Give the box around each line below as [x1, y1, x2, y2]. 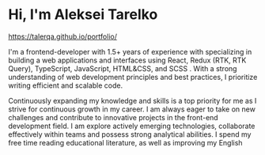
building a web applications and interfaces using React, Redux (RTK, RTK [8, 55, 247, 65]
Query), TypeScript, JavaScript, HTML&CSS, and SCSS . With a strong [8, 63, 237, 73]
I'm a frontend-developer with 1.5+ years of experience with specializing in [8, 47, 252, 56]
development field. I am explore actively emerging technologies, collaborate [8, 121, 256, 130]
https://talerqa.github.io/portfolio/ [8, 32, 117, 41]
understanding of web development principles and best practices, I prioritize [8, 72, 258, 81]
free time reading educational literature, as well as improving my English [8, 138, 243, 147]
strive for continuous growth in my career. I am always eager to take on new [8, 104, 256, 114]
